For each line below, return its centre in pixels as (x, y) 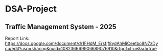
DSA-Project (31, 9)
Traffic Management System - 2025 (61, 27)
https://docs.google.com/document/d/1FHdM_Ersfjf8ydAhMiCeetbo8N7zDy (81, 43)
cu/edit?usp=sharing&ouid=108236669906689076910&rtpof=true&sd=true (81, 49)
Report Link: (17, 38)
